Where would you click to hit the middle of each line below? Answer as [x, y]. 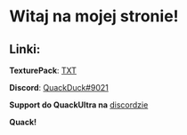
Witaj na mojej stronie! [94, 16]
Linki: [25, 49]
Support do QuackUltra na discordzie [79, 105]
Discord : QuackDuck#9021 [59, 87]
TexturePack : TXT [43, 70]
